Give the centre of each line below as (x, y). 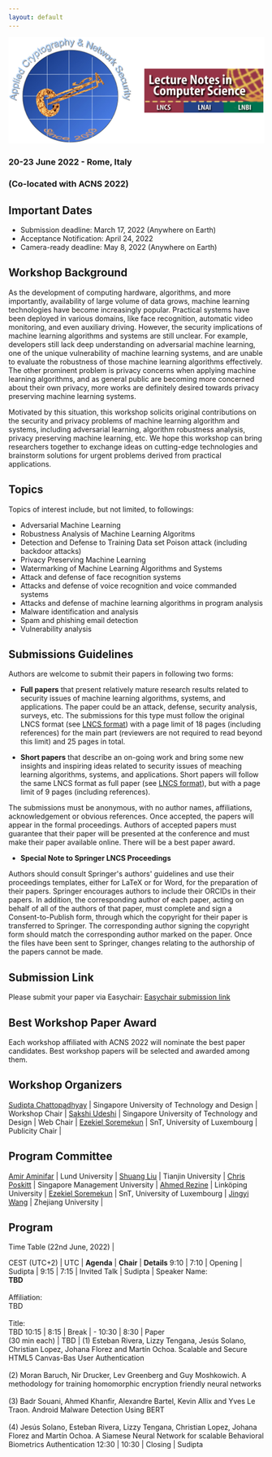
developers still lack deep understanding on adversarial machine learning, (132, 344)
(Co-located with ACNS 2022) (69, 184)
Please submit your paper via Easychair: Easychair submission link (119, 997)
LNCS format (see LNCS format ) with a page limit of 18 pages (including (140, 724)
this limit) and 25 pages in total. (73, 742)
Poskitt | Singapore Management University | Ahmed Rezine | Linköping (128, 1184)
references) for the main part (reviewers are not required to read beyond (141, 733)
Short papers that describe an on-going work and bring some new (132, 757)
